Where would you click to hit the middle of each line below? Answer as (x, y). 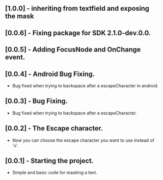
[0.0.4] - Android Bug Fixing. (50, 74)
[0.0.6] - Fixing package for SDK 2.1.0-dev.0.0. (78, 33)
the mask (20, 16)
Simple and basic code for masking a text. (54, 173)
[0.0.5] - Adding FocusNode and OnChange (73, 50)
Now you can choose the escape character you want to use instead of (83, 140)
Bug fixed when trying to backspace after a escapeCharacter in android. (85, 85)
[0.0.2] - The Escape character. (54, 128)
